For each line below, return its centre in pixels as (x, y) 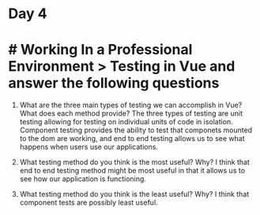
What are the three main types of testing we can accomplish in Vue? (131, 105)
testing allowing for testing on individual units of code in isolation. (126, 122)
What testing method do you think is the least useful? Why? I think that (134, 195)
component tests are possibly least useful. (89, 202)
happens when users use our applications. (89, 147)
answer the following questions (114, 83)
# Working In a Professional (100, 50)
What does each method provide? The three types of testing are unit (131, 113)
